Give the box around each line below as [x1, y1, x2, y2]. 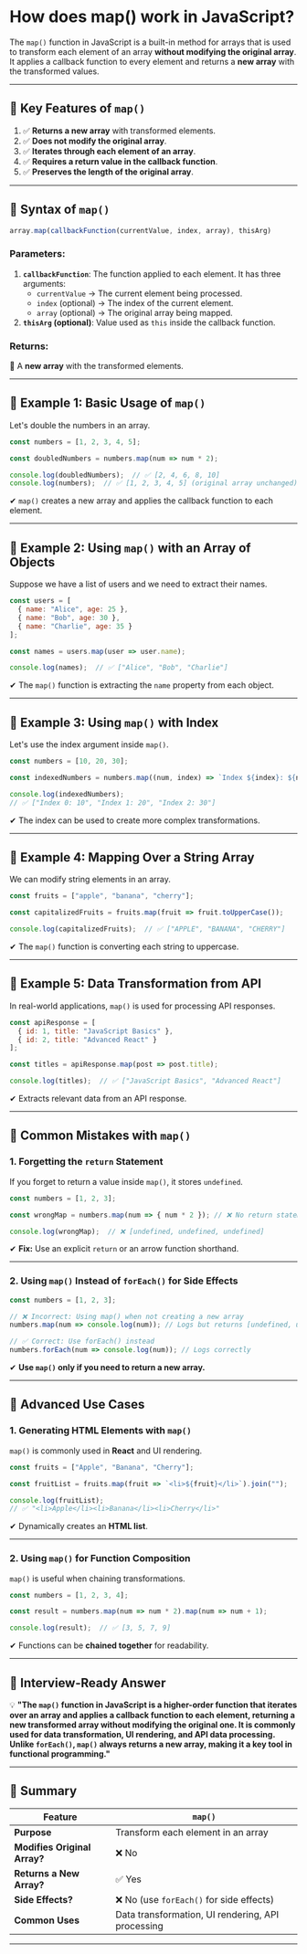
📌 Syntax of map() [9, 202, 111, 217]
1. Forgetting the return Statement [9, 1156, 164, 1168]
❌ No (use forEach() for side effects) [115, 1893, 275, 1906]
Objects [9, 555, 56, 570]
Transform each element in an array [115, 1825, 269, 1838]
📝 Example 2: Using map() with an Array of [9, 540, 251, 555]
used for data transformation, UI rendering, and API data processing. [9, 1729, 276, 1739]
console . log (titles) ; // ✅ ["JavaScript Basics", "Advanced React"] [9, 1076, 281, 1086]
